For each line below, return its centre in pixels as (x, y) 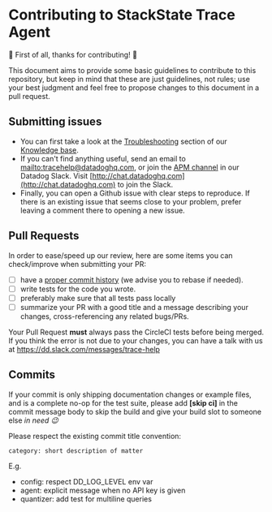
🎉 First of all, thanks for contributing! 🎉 (73, 54)
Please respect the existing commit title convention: (95, 436)
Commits (32, 375)
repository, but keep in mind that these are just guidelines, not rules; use (129, 79)
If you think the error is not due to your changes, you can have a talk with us (136, 340)
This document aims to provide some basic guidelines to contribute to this (132, 70)
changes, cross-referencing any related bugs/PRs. (104, 316)
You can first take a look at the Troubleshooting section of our (123, 141)
